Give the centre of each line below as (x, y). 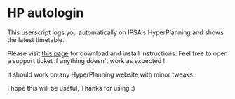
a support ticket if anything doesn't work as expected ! (86, 60)
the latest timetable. (36, 39)
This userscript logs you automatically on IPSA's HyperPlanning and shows (116, 32)
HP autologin (46, 13)
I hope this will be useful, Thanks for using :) (71, 88)
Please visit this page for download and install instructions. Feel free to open (117, 53)
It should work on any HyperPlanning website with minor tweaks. (101, 74)
